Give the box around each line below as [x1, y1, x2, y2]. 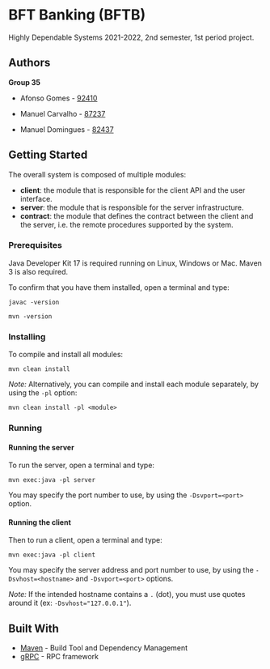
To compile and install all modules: [8, 350, 124, 360]
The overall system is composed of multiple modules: [8, 169, 187, 179]
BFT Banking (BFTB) [8, 6, 146, 24]
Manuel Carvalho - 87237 [19, 109, 106, 118]
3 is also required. [8, 266, 69, 276]
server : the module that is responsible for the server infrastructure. [19, 202, 244, 212]
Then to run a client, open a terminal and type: [8, 535, 163, 545]
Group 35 [8, 77, 41, 87]
